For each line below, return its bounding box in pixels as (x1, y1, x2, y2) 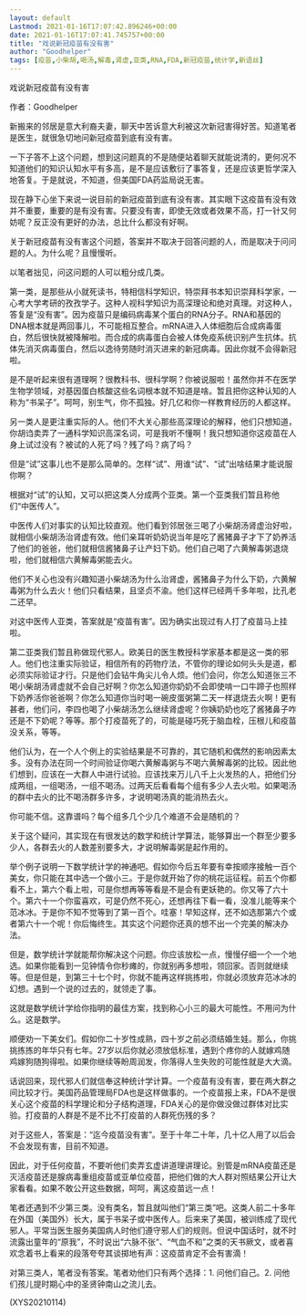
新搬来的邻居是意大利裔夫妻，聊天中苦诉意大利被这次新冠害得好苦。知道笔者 (9, 120, 297, 131)
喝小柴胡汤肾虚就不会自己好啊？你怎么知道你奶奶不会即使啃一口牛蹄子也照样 (9, 681, 297, 692)
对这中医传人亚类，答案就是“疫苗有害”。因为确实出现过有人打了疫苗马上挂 (9, 616, 289, 626)
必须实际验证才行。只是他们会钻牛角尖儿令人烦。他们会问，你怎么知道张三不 (9, 670, 297, 680)
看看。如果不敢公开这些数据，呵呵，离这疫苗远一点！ (16, 1183, 217, 1194)
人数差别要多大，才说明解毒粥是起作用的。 (72, 841, 233, 852)
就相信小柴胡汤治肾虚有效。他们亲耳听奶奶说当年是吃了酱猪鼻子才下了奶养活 (9, 531, 297, 542)
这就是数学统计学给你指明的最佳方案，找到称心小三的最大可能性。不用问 (9, 1003, 280, 1013)
